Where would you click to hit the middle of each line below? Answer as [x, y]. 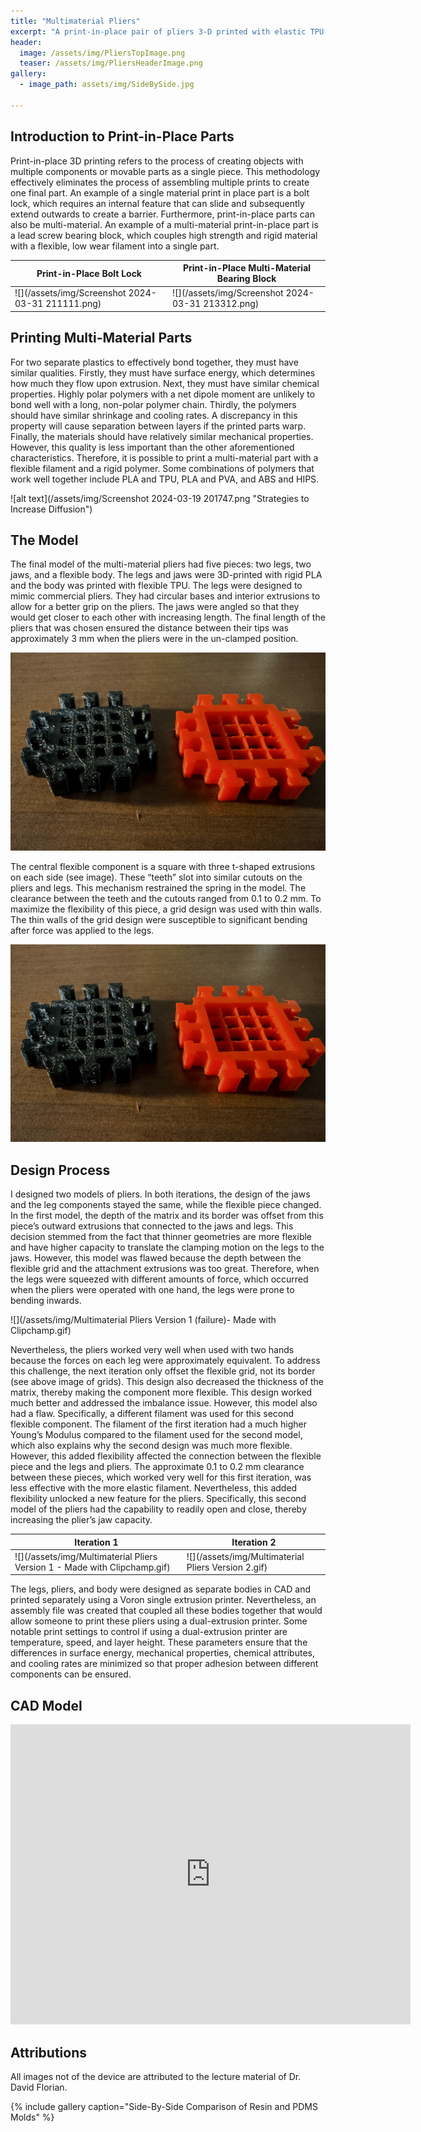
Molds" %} [32, 2117]
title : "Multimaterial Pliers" [75, 21]
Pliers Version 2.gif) [227, 1567]
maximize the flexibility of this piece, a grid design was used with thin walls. [166, 909]
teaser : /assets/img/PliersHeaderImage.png [111, 63]
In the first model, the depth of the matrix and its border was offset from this [167, 1216]
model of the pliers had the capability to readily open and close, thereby [158, 1509]
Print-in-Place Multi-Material [247, 268]
